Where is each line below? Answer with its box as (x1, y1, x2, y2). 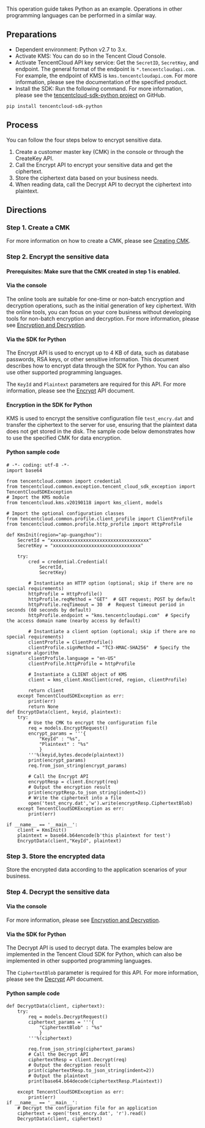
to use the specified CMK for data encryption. (6, 434, 122, 442)
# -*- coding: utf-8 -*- (6, 462, 70, 468)
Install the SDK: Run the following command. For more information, (15, 85, 184, 92)
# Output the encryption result (28, 784, 111, 790)
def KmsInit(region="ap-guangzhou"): (6, 532, 103, 538)
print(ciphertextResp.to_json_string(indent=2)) (28, 1067, 155, 1074)
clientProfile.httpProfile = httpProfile (28, 661, 136, 667)
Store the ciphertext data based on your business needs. (15, 174, 159, 182)
